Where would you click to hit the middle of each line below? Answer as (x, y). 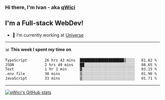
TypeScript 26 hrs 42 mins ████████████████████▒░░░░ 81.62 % (81, 60)
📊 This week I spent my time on (38, 49)
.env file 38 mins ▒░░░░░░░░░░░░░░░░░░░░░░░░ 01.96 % (81, 74)
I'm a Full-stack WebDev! (44, 23)
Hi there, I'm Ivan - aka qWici (40, 7)
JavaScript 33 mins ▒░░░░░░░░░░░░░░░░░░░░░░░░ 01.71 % (81, 78)
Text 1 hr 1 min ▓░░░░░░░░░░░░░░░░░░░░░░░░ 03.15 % (81, 69)
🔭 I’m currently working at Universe (48, 35)
